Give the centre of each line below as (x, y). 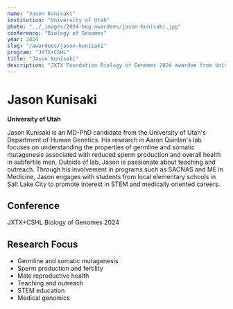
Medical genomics (44, 298)
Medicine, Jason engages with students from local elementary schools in (112, 176)
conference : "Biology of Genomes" (57, 33)
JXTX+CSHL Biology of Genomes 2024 (63, 222)
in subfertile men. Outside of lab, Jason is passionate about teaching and (112, 162)
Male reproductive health (53, 276)
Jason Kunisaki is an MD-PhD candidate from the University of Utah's (107, 132)
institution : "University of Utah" (59, 20)
